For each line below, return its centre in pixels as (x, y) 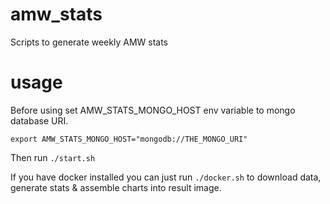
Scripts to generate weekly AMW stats (89, 42)
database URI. (39, 120)
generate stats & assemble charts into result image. (116, 187)
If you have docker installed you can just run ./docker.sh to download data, (166, 177)
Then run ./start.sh (53, 157)
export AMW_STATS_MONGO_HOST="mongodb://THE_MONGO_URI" (129, 139)
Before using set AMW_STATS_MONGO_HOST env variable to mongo (153, 110)
